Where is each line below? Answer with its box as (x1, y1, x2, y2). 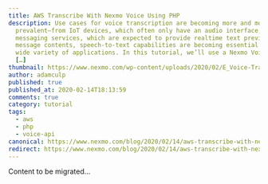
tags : (8, 108, 26, 116)
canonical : (8, 137, 45, 146)
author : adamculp (8, 71, 66, 79)
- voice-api (15, 130, 56, 138)
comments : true (8, 93, 59, 101)
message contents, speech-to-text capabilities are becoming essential (15, 41, 259, 49)
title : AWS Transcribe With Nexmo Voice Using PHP (8, 11, 180, 20)
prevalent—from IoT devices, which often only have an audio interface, (15, 26, 262, 34)
